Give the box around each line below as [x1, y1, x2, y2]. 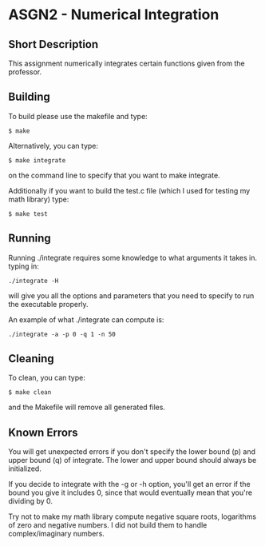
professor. [8, 67, 42, 77]
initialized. [8, 464, 42, 473]
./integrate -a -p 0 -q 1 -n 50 [8, 330, 116, 338]
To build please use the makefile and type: [8, 111, 148, 121]
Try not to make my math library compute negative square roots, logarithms [8, 512, 257, 521]
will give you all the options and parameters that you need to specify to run [8, 290, 255, 301]
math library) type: [8, 194, 69, 204]
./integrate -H [8, 277, 59, 285]
